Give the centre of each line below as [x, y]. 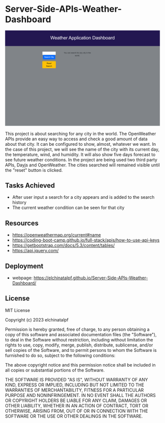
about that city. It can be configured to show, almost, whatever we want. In [81, 144]
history [19, 203]
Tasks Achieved [30, 185]
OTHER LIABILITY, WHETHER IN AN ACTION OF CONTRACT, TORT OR [77, 405]
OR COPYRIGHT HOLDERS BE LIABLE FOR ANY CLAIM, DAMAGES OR [76, 400]
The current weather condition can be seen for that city [68, 208]
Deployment [24, 266]
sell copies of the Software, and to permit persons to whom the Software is [81, 350]
